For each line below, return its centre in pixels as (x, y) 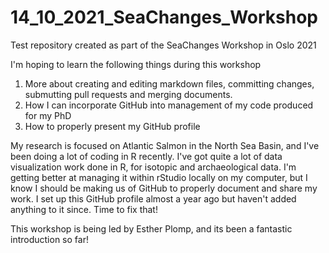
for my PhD (48, 115)
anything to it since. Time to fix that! (84, 209)
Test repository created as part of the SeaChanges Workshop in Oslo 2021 (163, 45)
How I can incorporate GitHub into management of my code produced (169, 105)
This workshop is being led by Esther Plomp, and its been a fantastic (151, 228)
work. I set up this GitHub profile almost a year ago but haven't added (153, 198)
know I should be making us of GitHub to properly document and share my (164, 188)
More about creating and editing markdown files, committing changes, (169, 83)
